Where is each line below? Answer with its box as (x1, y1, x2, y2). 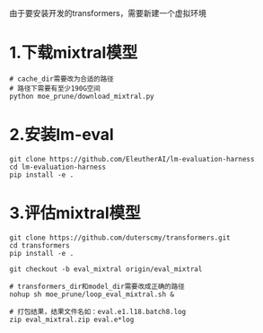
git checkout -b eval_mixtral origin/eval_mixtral (9, 264, 203, 274)
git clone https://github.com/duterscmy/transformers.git (9, 232, 231, 242)
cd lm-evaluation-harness (9, 162, 106, 171)
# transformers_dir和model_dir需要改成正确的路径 (9, 282, 186, 291)
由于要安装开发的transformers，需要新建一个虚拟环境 (9, 8, 207, 18)
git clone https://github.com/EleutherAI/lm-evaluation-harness (9, 154, 255, 163)
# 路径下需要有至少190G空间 (9, 83, 101, 92)
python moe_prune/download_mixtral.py (9, 92, 154, 101)
